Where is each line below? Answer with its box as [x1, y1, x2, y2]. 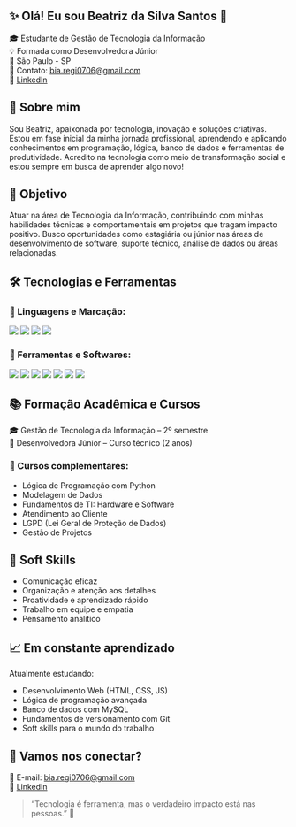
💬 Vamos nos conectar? [9, 748, 143, 763]
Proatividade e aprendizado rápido [21, 594, 148, 606]
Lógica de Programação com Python [21, 479, 156, 491]
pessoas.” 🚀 [30, 808, 75, 818]
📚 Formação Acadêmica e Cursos [9, 396, 201, 411]
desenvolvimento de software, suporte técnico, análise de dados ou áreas [9, 238, 278, 249]
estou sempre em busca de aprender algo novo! [9, 161, 184, 172]
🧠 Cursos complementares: [9, 460, 129, 472]
